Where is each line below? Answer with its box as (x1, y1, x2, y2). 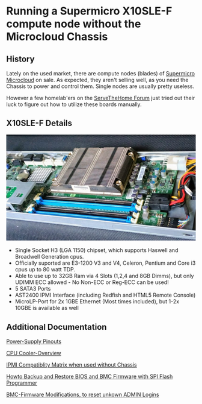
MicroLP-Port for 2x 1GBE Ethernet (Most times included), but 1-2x (14, 298, 179, 305)
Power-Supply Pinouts (6, 338, 62, 345)
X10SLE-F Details (6, 118, 73, 128)
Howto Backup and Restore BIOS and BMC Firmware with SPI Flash (6, 373, 173, 380)
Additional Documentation (6, 321, 107, 332)
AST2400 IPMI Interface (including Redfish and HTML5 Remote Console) (14, 291, 196, 299)
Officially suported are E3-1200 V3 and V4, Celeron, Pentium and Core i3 (14, 259, 196, 267)
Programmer (6, 379, 38, 387)
